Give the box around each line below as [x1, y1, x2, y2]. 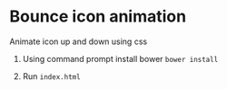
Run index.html [22, 70, 81, 82]
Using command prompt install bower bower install [22, 53, 219, 64]
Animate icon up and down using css [9, 36, 148, 47]
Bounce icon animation [9, 6, 187, 27]
